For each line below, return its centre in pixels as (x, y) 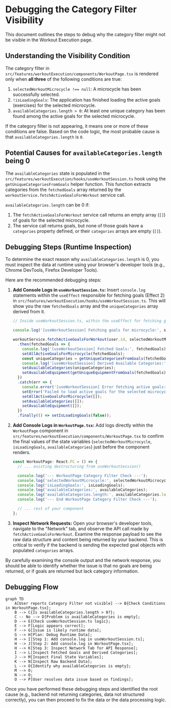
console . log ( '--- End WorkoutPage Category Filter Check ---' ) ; (87, 500)
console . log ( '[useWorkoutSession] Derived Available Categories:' (94, 363)
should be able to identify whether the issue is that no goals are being (79, 565)
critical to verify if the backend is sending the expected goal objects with (89, 545)
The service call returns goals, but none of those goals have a (78, 225)
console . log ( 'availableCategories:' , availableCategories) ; (83, 490)
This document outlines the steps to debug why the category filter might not (86, 34)
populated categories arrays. (43, 550)
